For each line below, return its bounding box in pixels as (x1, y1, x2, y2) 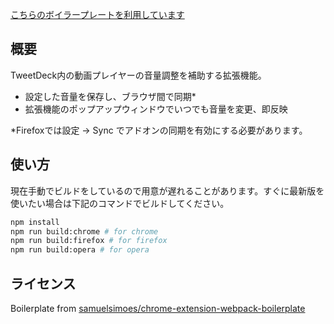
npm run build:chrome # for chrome (10, 226, 159, 237)
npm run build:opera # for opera (10, 245, 150, 255)
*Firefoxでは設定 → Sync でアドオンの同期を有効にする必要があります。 (10, 124, 308, 136)
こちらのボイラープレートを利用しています (10, 9, 185, 20)
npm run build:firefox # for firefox (10, 236, 168, 246)
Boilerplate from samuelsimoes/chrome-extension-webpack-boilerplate (10, 302, 306, 314)
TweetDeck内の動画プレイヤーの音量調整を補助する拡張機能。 (10, 69, 267, 81)
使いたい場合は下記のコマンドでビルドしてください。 (10, 197, 230, 209)
